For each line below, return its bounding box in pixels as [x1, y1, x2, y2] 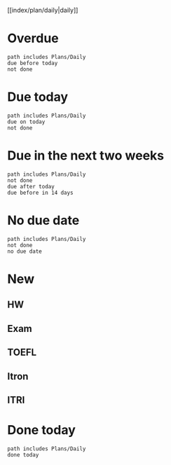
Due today [7, 89, 69, 105]
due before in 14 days [7, 189, 74, 196]
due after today [7, 183, 55, 190]
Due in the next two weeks [7, 148, 165, 164]
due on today [7, 118, 46, 125]
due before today [7, 60, 58, 67]
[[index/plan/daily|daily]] [7, 6, 78, 14]
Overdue [7, 31, 60, 46]
